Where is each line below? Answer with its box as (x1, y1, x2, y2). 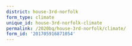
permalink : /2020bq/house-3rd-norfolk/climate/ (6, 25, 127, 32)
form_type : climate (6, 14, 55, 20)
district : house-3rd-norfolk (6, 8, 78, 15)
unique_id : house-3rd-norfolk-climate (6, 20, 102, 26)
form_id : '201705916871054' (6, 31, 76, 37)
